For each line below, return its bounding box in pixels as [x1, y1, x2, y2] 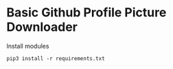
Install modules [6, 42, 49, 50]
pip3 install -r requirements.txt [6, 55, 106, 62]
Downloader [6, 19, 78, 35]
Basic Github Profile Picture [6, 5, 167, 20]
